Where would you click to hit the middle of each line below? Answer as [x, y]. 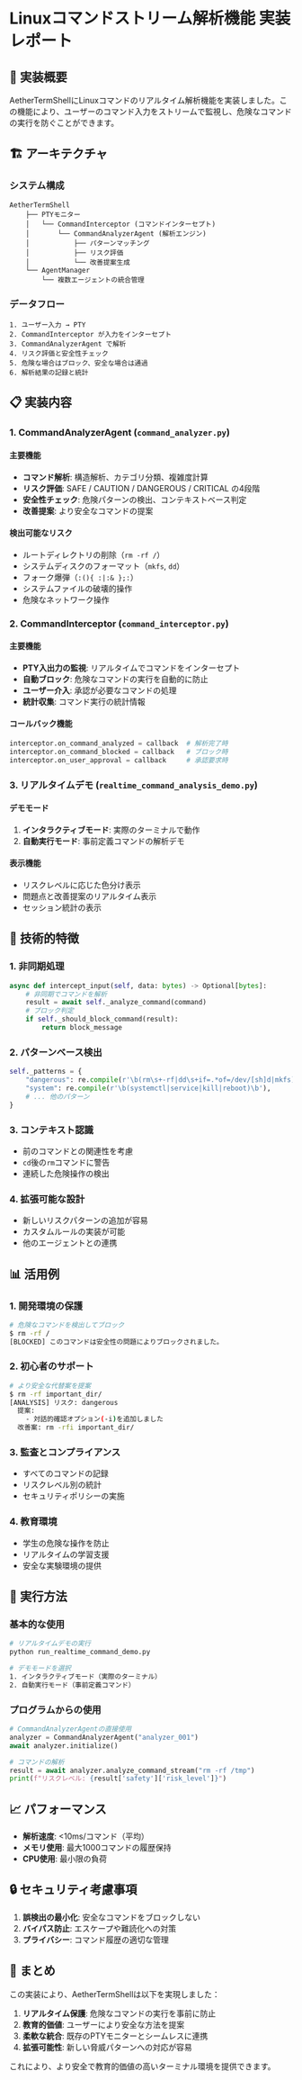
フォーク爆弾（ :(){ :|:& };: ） [80, 577]
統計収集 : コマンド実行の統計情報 [84, 701]
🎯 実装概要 [38, 77]
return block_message [82, 1028]
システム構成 [37, 185]
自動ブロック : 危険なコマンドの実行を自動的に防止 [115, 679]
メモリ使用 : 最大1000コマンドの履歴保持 [97, 1848]
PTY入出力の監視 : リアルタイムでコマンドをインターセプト [131, 668]
